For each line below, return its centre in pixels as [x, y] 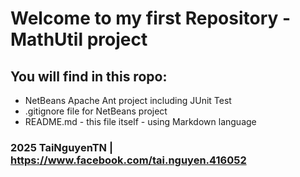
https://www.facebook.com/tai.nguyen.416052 [128, 160]
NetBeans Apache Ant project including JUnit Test [128, 100]
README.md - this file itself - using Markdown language [140, 121]
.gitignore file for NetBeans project [96, 111]
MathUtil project [79, 39]
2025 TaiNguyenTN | [61, 147]
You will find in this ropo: [89, 76]
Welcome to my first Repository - [151, 18]
